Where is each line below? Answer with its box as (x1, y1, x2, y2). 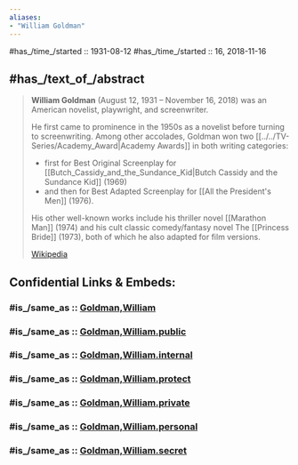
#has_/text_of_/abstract (9, 71, 145, 86)
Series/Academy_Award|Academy (30, 140, 156, 151)
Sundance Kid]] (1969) (44, 177, 127, 188)
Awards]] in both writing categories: (157, 140, 289, 151)
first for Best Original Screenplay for (44, 157, 177, 169)
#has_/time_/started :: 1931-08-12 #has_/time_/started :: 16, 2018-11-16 (9, 45, 267, 56)
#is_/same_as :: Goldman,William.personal (9, 421, 198, 433)
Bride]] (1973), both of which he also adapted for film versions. (30, 232, 261, 243)
